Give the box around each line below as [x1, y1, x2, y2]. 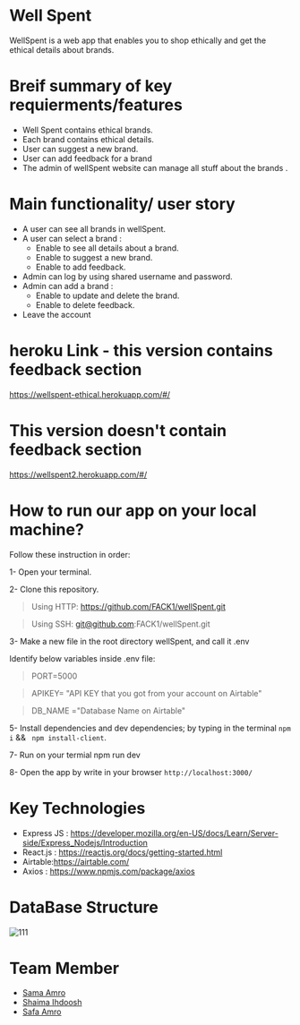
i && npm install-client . [9, 731, 107, 743]
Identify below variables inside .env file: [9, 653, 156, 663]
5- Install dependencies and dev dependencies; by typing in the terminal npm [9, 722, 291, 733]
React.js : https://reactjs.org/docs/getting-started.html [21, 847, 223, 858]
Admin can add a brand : [21, 280, 114, 291]
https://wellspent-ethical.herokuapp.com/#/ [9, 389, 171, 399]
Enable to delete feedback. [35, 299, 135, 310]
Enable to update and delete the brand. [35, 290, 180, 301]
